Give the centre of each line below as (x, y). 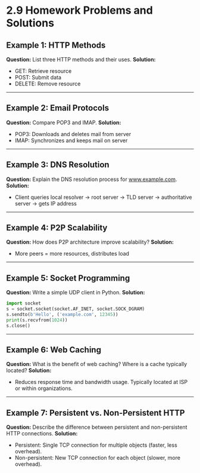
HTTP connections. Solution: (42, 434)
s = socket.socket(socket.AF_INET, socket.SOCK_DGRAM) (76, 309)
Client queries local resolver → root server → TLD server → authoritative (103, 197)
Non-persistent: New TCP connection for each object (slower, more (97, 458)
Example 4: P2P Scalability (57, 228)
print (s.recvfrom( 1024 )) (37, 320)
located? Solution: (29, 370)
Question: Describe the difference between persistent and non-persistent (97, 427)
